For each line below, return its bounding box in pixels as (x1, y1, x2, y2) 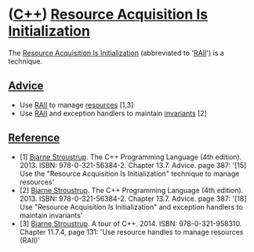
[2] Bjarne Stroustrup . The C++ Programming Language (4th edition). (19, 185, 244, 195)
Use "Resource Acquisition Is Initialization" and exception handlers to (19, 202, 243, 211)
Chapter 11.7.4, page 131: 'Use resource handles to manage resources (19, 227, 244, 236)
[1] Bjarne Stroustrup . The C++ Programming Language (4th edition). (19, 152, 242, 162)
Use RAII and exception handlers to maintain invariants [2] (19, 108, 208, 118)
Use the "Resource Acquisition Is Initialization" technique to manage (19, 169, 240, 178)
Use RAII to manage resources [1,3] (19, 100, 134, 109)
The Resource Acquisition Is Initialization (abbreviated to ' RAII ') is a (8, 48, 225, 57)
